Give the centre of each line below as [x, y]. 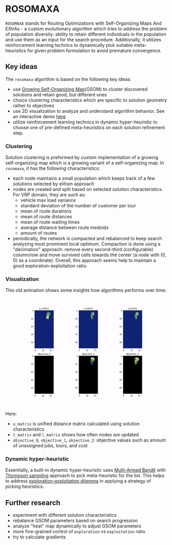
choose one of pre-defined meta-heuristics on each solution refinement [89, 127]
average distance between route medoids [64, 227]
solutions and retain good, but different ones [60, 94]
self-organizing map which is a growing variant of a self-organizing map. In [85, 163]
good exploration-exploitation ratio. [50, 266]
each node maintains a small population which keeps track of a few [84, 179]
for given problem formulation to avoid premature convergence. [94, 50]
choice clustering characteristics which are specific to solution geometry [90, 100]
